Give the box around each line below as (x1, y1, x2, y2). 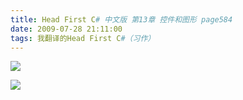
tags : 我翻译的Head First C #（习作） (10, 33, 156, 43)
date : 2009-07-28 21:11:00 (10, 24, 123, 34)
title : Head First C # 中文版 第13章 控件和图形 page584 (10, 14, 233, 25)
